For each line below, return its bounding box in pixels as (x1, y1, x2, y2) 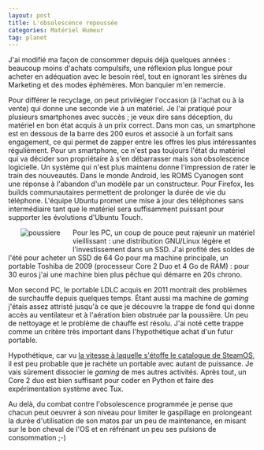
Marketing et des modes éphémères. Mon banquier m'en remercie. (8, 80, 226, 90)
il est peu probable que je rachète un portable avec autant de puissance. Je (8, 359, 254, 369)
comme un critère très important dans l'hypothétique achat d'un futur (8, 327, 234, 337)
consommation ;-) (8, 433, 67, 442)
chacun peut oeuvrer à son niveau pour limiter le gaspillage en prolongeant (8, 407, 252, 418)
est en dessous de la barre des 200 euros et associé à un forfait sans (8, 129, 234, 139)
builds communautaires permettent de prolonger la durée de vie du (8, 188, 226, 197)
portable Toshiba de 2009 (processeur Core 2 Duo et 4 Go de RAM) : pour (8, 262, 250, 271)
